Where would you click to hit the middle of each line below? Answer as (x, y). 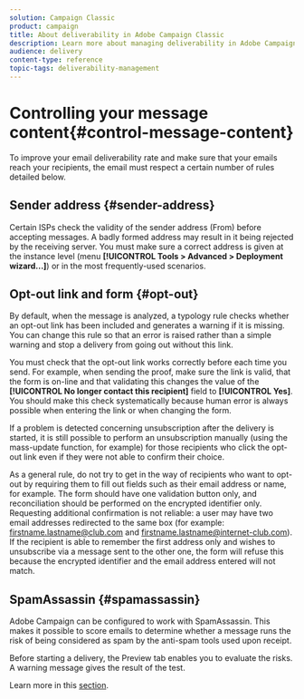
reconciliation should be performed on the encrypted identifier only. (136, 503)
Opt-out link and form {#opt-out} (104, 294)
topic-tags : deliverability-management (85, 69)
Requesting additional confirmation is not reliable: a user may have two (142, 513)
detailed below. (38, 177)
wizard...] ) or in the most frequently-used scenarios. (108, 266)
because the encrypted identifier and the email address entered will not (142, 561)
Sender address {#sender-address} (112, 205)
